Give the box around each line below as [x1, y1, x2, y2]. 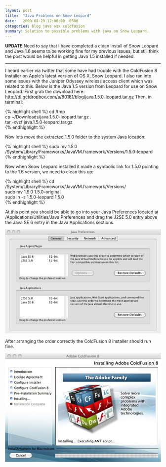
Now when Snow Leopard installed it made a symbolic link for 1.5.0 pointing [5, 163, 159, 170]
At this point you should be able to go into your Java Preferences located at [5, 209, 159, 215]
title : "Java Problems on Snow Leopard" [5, 13, 92, 18]
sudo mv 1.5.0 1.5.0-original [5, 189, 61, 195]
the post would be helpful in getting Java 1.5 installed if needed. [5, 53, 135, 59]
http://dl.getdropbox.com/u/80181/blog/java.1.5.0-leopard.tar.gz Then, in [5, 94, 152, 100]
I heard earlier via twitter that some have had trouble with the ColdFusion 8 [5, 68, 157, 74]
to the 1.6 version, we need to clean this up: [5, 169, 94, 175]
